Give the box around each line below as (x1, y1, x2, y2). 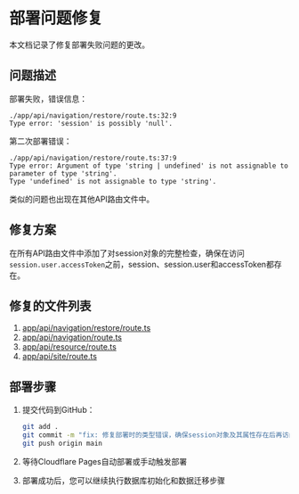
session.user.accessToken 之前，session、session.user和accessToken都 (9, 259, 274, 269)
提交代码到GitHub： (21, 405, 95, 416)
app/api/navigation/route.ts (21, 332, 123, 343)
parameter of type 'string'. (9, 169, 117, 178)
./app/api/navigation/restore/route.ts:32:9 (9, 111, 177, 120)
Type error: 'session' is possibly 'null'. (9, 119, 174, 128)
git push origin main (21, 439, 102, 448)
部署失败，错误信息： (9, 93, 87, 103)
